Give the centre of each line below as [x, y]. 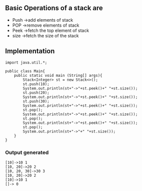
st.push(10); [36, 84]
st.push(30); [36, 101]
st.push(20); [36, 93]
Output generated [27, 152]
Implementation [30, 51]
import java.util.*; [26, 63]
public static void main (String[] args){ [58, 75]
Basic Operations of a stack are [54, 8]
